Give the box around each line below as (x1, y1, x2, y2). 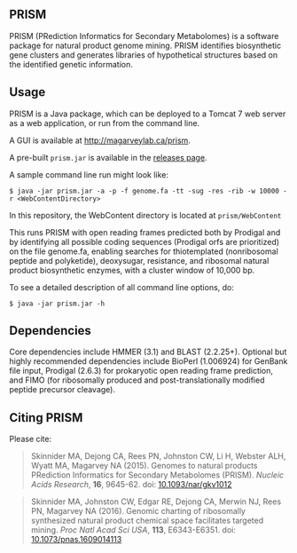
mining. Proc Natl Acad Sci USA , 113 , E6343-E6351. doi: (30, 525, 237, 535)
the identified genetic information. (9, 59, 133, 69)
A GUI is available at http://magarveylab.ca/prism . (9, 135, 191, 146)
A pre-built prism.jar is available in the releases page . (9, 152, 207, 162)
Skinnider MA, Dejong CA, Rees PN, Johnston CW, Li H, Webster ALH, (30, 451, 286, 462)
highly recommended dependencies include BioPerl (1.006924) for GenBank (9, 356, 288, 367)
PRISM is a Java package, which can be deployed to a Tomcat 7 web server (9, 108, 286, 119)
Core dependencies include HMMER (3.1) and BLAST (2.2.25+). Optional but (9, 346, 287, 358)
